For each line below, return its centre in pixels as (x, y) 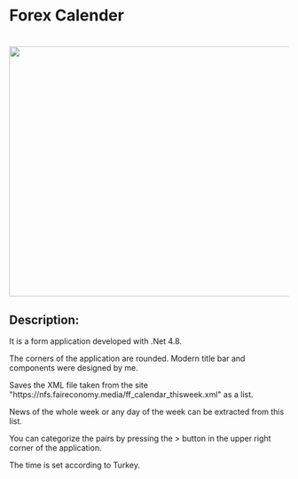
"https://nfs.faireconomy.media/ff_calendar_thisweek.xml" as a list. (132, 395)
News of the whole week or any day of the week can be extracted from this (147, 412)
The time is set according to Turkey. (74, 465)
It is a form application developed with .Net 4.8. (96, 341)
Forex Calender (67, 16)
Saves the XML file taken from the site (79, 385)
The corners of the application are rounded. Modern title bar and (127, 359)
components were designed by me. (74, 368)
